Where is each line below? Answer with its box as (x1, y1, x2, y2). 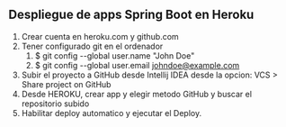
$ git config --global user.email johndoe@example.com (34, 59, 240, 70)
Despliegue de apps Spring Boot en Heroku (8, 7, 255, 23)
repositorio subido (21, 98, 90, 109)
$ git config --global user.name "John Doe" (34, 50, 195, 61)
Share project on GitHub (21, 78, 112, 89)
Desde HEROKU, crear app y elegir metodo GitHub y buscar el (21, 88, 253, 99)
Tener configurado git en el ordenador (21, 41, 164, 51)
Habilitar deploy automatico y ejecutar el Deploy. (21, 107, 202, 118)
